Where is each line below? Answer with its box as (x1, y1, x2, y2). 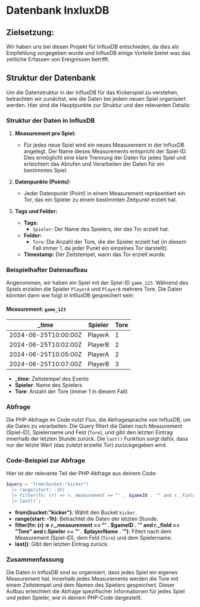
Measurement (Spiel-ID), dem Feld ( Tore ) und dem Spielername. (14, 534, 173, 541)
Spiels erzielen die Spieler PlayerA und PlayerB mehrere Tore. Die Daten (6, 285, 183, 292)
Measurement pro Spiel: (14, 130, 76, 137)
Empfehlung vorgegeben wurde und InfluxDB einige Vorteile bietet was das (6, 49, 190, 57)
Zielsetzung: (6, 27, 55, 38)
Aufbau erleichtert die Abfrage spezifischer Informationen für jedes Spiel (6, 588, 185, 594)
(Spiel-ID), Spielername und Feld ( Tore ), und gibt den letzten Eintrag (6, 428, 173, 435)
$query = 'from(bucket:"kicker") (6, 481, 89, 487)
